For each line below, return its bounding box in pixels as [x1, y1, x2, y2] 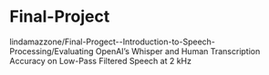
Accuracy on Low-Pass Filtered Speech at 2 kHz [9, 55, 192, 66]
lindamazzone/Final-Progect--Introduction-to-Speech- [9, 36, 216, 47]
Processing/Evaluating [9, 45, 94, 56]
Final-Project [9, 6, 110, 27]
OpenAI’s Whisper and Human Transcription [95, 45, 261, 56]
